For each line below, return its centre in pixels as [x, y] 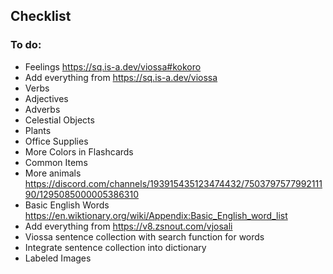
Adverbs [42, 109]
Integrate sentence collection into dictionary [115, 247]
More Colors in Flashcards [79, 151]
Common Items [56, 162]
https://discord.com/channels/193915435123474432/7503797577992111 [173, 183]
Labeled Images [58, 258]
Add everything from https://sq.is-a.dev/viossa [121, 77]
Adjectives [46, 98]
